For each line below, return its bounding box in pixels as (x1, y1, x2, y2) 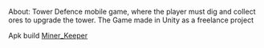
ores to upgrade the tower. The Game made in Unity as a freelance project (8, 15, 254, 25)
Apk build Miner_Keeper (8, 31, 88, 40)
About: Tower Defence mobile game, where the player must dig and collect (8, 7, 256, 16)
